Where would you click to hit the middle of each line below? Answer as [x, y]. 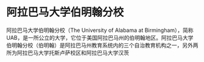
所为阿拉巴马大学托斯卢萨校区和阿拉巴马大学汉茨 [68, 52]
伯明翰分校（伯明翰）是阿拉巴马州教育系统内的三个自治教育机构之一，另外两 [102, 45]
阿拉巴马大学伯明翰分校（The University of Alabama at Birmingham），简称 [100, 30]
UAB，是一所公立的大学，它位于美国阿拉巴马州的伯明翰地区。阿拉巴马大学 [100, 37]
